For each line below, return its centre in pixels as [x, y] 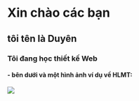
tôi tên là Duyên [42, 39]
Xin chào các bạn [59, 13]
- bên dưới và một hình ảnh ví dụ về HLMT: [70, 75]
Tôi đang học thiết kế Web [53, 59]
